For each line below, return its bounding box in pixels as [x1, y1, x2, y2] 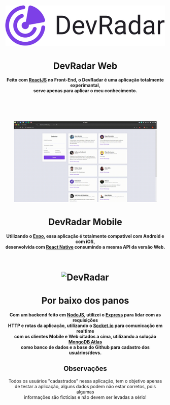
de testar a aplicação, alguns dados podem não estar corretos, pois [14, 383, 156, 389]
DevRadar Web [53, 60, 118, 71]
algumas [76, 389, 94, 395]
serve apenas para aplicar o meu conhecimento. [33, 88, 138, 94]
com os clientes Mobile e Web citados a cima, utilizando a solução [14, 333, 156, 339]
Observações [63, 364, 108, 373]
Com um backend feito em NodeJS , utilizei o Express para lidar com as [9, 311, 161, 318]
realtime [76, 328, 94, 334]
